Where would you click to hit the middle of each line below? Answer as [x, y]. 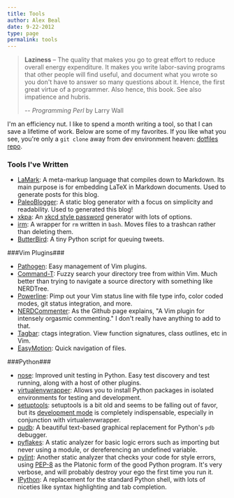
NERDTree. [33, 289]
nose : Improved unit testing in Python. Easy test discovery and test [114, 375]
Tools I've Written [38, 165]
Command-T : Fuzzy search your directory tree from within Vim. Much [117, 274]
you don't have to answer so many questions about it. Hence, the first [124, 82]
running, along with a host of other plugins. [79, 383]
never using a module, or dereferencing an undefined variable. [107, 450]
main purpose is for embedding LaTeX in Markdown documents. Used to [122, 187]
